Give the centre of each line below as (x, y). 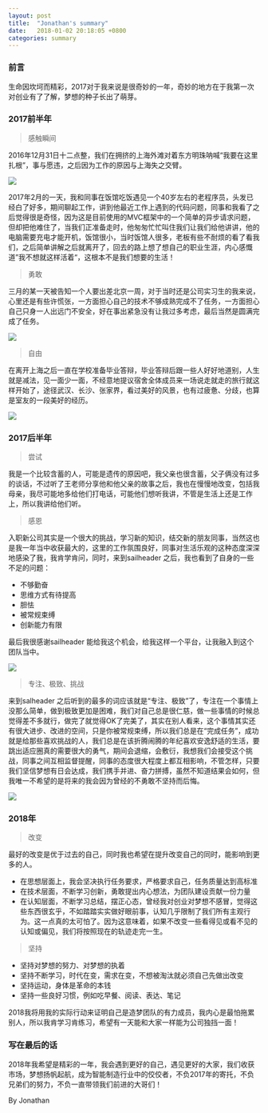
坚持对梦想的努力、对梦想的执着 (72, 966)
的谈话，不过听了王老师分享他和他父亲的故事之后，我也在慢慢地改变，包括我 (134, 484)
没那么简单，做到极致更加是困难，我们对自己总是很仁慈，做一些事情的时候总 (134, 711)
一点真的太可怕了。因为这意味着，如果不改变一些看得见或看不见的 (149, 922)
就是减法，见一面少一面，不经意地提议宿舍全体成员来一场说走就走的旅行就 (130, 380)
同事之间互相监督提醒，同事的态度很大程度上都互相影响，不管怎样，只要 (141, 761)
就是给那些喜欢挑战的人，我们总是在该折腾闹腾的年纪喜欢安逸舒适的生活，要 (134, 741)
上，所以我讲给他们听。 (47, 504)
